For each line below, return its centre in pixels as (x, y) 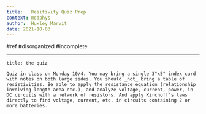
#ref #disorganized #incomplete (47, 46)
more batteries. (27, 106)
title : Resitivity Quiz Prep (46, 12)
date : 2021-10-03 (29, 29)
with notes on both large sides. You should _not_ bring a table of (96, 79)
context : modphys (29, 18)
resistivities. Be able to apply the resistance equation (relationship (101, 85)
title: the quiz (27, 63)
